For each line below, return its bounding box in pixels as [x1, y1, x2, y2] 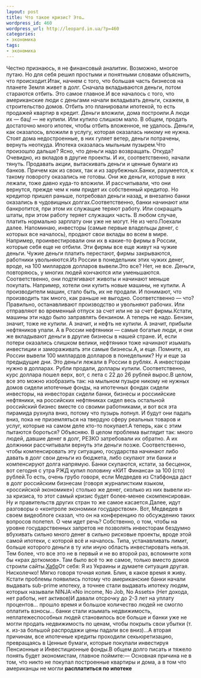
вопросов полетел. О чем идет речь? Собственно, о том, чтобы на [6, 518, 178, 525]
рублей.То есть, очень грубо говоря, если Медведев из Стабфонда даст [6, 473, 192, 480]
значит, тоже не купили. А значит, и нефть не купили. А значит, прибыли [6, 320, 192, 327]
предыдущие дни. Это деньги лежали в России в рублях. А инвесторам [6, 358, 191, 365]
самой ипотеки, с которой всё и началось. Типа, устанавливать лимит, [6, 537, 188, 544]
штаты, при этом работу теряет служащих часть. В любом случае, [6, 211, 178, 218]
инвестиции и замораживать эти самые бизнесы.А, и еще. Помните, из [6, 345, 190, 352]
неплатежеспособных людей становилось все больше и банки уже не [6, 614, 187, 621]
